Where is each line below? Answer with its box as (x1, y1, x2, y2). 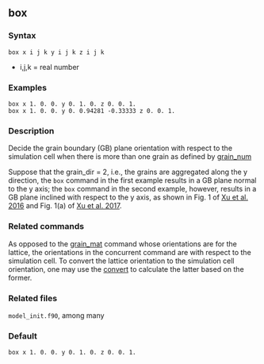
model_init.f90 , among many (8, 310, 105, 320)
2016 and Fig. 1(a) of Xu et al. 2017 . (8, 201, 122, 211)
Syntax (8, 30, 36, 41)
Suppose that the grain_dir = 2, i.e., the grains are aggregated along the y (8, 167, 248, 177)
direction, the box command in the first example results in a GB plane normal (8, 176, 257, 185)
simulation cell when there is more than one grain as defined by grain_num (8, 152, 252, 161)
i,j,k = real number (19, 62, 79, 72)
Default (8, 330, 38, 341)
